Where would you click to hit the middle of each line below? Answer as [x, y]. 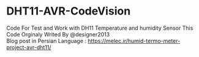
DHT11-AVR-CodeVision [69, 11]
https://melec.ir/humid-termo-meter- [134, 41]
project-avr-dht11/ [29, 47]
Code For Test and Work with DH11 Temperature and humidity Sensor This [100, 28]
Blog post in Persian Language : [47, 41]
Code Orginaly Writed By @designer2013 [58, 34]
